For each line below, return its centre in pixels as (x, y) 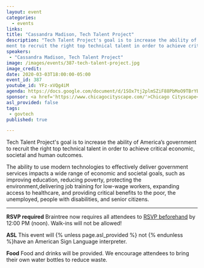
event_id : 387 (24, 80)
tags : (13, 108)
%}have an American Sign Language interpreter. (67, 242)
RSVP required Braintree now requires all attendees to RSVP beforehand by (101, 217)
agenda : (16, 91)
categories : (21, 18)
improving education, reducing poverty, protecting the (74, 180)
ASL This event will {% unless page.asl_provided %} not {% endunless (95, 235)
